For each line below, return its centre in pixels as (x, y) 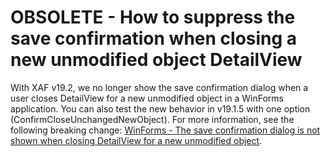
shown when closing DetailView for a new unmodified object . (136, 140)
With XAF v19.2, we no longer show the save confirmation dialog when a (159, 87)
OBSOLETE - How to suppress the (153, 17)
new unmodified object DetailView (156, 60)
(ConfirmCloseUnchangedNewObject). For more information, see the (152, 119)
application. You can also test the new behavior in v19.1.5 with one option (160, 108)
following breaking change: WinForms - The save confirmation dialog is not (165, 130)
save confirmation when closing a (154, 38)
